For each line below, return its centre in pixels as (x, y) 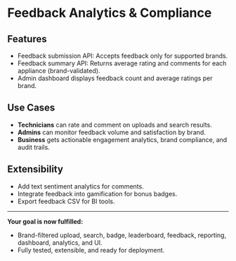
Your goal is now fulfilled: (45, 221)
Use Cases (31, 108)
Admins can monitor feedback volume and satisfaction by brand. (111, 132)
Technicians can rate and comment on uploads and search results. (114, 125)
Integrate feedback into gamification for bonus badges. (97, 193)
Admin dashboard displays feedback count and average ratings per (115, 78)
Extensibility (35, 169)
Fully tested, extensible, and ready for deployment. (91, 250)
